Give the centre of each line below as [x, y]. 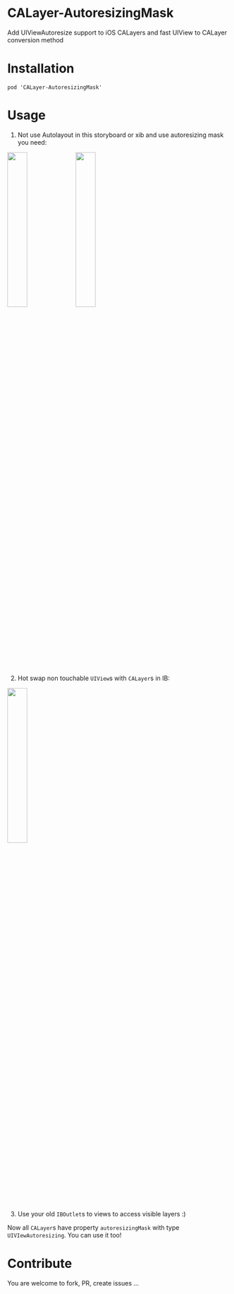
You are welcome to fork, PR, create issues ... [73, 1283]
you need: [32, 142]
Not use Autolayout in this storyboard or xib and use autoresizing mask [121, 135]
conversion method [36, 40]
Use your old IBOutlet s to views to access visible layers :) [101, 1214]
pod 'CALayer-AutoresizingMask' [55, 87]
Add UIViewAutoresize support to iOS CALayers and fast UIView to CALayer [117, 32]
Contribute [40, 1264]
